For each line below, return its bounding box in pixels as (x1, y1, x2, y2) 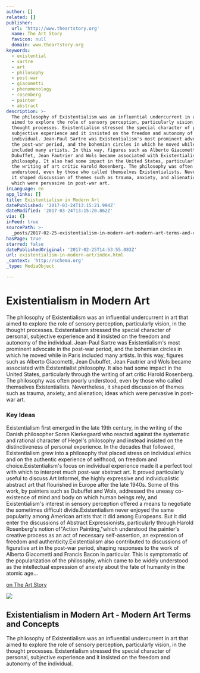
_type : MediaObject (6, 263, 55, 270)
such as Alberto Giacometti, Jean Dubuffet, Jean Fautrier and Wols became (6, 358, 192, 365)
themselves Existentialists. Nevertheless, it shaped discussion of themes (6, 383, 185, 390)
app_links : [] (6, 191, 42, 197)
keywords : (6, 48, 31, 54)
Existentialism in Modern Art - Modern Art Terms (6, 609, 191, 619)
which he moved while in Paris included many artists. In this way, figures (6, 352, 184, 359)
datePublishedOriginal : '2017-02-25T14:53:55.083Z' (6, 246, 137, 253)
